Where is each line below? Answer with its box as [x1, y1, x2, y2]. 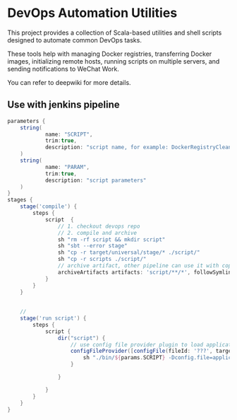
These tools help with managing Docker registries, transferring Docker [7, 49, 212, 58]
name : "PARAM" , [44, 163, 90, 170]
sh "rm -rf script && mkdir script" [57, 235, 166, 243]
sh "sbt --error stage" [57, 243, 128, 250]
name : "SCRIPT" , [44, 131, 93, 138]
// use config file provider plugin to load [70, 341, 203, 348]
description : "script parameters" [44, 177, 147, 184]
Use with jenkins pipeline [7, 99, 120, 111]
